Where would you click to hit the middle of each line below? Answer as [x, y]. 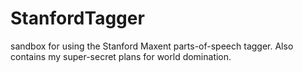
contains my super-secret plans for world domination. [121, 56]
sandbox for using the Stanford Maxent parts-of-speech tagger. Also [152, 46]
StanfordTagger [77, 18]
